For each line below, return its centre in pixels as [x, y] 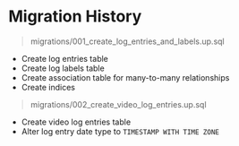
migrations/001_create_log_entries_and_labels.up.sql [127, 41]
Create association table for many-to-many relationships [125, 77]
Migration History [75, 17]
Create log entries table [65, 58]
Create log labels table [63, 68]
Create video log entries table [76, 122]
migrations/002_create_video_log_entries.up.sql [118, 104]
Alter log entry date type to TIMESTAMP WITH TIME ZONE [120, 131]
